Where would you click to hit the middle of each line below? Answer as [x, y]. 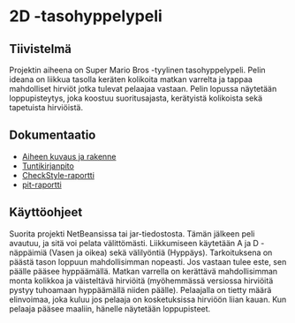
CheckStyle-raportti [58, 175]
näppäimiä [28, 252]
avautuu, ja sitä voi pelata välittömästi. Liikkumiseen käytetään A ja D [134, 243]
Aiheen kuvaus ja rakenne [69, 156]
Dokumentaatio [53, 135]
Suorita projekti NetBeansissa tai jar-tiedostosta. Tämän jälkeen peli [132, 233]
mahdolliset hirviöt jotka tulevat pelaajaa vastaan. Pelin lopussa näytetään [143, 89]
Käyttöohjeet [46, 212]
